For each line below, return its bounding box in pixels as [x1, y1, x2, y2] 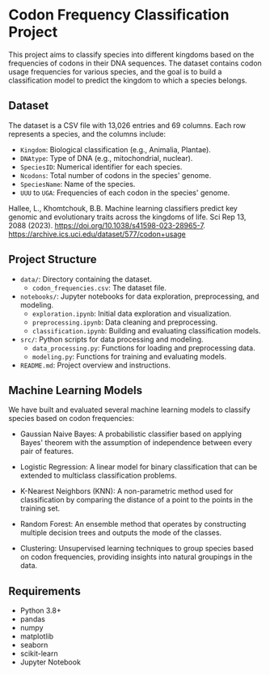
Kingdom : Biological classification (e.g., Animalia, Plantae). [19, 144, 212, 155]
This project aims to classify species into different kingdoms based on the [8, 49, 255, 59]
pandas [19, 614, 46, 624]
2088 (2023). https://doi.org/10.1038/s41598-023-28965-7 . [8, 220, 206, 230]
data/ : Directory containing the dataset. [19, 274, 152, 284]
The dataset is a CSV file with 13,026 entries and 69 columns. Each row [8, 120, 247, 130]
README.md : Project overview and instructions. [19, 360, 171, 370]
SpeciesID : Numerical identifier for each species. [19, 162, 183, 172]
